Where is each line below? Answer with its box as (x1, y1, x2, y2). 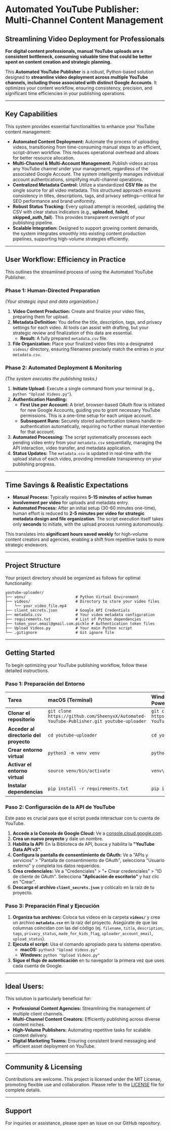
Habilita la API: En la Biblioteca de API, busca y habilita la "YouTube (12, 841, 155, 847)
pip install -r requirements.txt (48, 785, 129, 791)
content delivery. (12, 1032, 48, 1038)
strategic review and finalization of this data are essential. (12, 329, 133, 336)
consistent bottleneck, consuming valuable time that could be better (5, 53, 152, 59)
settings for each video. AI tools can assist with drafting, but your (12, 324, 149, 330)
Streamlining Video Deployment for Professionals (5, 35, 165, 43)
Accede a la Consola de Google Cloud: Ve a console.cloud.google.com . (12, 830, 163, 837)
